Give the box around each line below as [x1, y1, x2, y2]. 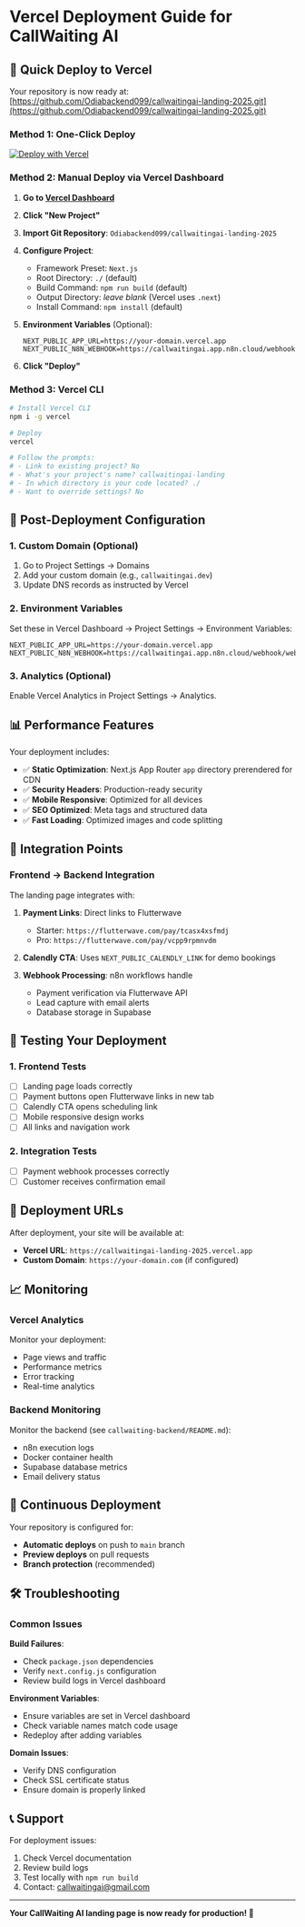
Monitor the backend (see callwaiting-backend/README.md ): [9, 1424, 231, 1435]
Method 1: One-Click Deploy [9, 127, 136, 140]
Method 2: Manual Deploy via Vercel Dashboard [9, 171, 224, 184]
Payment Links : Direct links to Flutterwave [22, 907, 182, 918]
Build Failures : [9, 1639, 64, 1650]
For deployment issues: [9, 1835, 97, 1846]
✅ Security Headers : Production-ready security [22, 784, 202, 795]
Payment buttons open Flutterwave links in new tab [22, 1091, 215, 1102]
